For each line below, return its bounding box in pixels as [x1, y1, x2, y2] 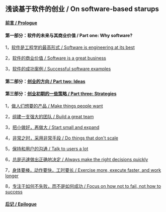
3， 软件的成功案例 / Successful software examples [5, 66, 111, 72]
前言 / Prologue [5, 20, 38, 26]
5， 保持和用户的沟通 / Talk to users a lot [5, 146, 89, 152]
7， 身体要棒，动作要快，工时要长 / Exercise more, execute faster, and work [5, 167, 161, 173]
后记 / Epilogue [5, 201, 37, 207]
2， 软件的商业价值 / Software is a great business [5, 55, 107, 61]
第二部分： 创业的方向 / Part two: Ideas [5, 78, 86, 84]
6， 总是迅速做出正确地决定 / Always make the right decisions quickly [5, 156, 148, 162]
